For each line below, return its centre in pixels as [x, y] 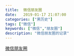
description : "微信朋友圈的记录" [37, 33]
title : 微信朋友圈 [24, 10]
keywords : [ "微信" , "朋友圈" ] [34, 29]
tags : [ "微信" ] [20, 24]
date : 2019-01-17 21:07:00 [36, 15]
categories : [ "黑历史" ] [29, 19]
